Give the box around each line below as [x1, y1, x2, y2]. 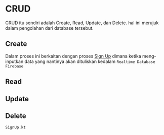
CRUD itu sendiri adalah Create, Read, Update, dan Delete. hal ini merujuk [5, 20, 159, 26]
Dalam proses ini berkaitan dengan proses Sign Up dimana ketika [5, 53, 142, 59]
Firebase [5, 63, 24, 69]
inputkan [5, 58, 24, 64]
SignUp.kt [5, 125, 26, 130]
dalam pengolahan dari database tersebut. [5, 25, 94, 31]
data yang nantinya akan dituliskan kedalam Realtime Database [24, 58, 155, 64]
